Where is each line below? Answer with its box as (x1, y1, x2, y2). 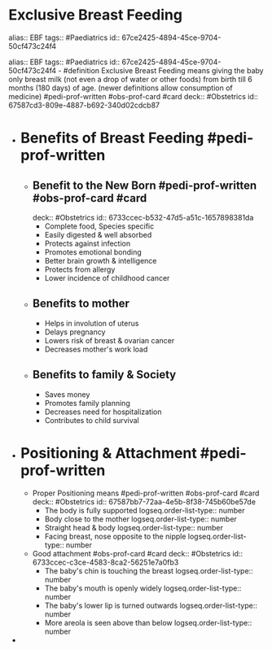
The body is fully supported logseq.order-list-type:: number (44, 505, 245, 515)
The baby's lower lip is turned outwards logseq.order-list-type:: (44, 600, 258, 610)
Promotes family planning (44, 398, 130, 408)
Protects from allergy (44, 264, 116, 274)
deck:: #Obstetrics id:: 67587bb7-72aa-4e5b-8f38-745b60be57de (32, 496, 257, 506)
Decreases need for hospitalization (44, 407, 162, 417)
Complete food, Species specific (44, 221, 155, 231)
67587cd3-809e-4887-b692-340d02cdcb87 (8, 100, 160, 110)
